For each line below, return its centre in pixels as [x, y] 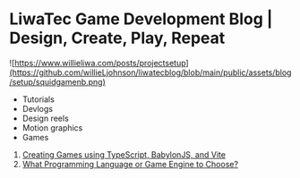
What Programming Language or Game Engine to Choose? [130, 164]
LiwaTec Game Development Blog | [141, 19]
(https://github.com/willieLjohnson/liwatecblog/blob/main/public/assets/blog [150, 72]
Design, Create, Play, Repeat [117, 38]
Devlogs [38, 108]
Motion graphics [52, 127]
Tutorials [39, 99]
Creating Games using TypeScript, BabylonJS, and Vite [124, 154]
